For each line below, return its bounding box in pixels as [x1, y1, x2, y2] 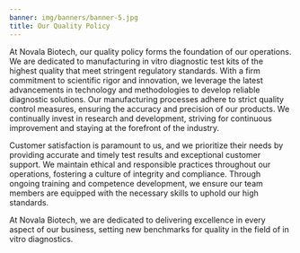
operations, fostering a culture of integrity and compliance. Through [9, 168, 261, 179]
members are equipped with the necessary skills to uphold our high [9, 188, 259, 198]
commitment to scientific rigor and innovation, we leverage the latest [9, 74, 263, 85]
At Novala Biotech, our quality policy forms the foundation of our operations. [9, 46, 292, 57]
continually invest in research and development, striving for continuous [9, 113, 272, 124]
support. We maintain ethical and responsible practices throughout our [9, 159, 271, 170]
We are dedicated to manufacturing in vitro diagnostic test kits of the [9, 56, 263, 66]
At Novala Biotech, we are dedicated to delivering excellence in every [9, 214, 267, 225]
